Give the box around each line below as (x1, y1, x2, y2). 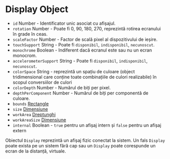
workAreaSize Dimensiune (12, 117, 66, 123)
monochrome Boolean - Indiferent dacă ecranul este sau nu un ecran (12, 47, 152, 53)
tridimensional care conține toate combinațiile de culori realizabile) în (12, 74, 157, 80)
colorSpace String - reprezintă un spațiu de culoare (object (12, 68, 135, 74)
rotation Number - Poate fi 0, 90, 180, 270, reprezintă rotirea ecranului (12, 25, 161, 31)
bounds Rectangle (12, 100, 49, 107)
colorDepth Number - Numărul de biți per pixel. (12, 84, 111, 90)
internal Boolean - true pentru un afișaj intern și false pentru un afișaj (12, 122, 161, 128)
